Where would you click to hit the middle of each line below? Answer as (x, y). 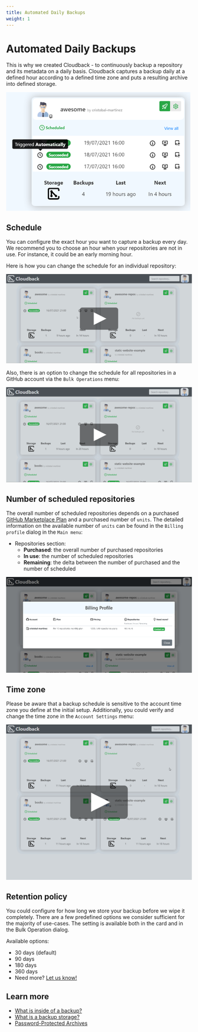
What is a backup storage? (47, 1017)
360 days (26, 972)
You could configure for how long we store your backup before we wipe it (95, 911)
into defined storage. (32, 84)
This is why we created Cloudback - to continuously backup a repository (94, 65)
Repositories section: (40, 544)
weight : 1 (18, 19)
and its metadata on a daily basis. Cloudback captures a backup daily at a (95, 72)
